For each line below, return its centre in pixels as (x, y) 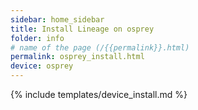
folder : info (37, 38)
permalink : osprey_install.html (77, 57)
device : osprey (42, 66)
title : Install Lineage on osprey (82, 29)
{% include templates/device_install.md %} (99, 94)
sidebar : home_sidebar (57, 19)
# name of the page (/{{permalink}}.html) (100, 47)
